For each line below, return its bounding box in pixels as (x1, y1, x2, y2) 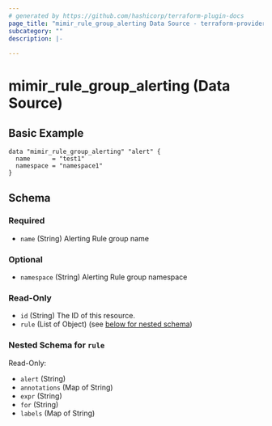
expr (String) (19, 390, 62, 401)
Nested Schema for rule (8, 339, 105, 351)
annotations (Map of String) (19, 382, 113, 392)
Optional (8, 253, 43, 265)
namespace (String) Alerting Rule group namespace (19, 272, 188, 282)
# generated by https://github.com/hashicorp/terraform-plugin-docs (8, 11, 244, 20)
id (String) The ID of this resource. (19, 311, 136, 321)
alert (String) (19, 373, 66, 383)
